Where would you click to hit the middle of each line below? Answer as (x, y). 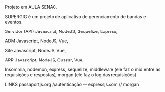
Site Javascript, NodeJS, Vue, (36, 50)
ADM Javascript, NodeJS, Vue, (37, 41)
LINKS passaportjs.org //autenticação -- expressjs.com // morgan (72, 84)
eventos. (14, 22)
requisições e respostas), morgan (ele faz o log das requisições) (71, 75)
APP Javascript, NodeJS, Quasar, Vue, (45, 60)
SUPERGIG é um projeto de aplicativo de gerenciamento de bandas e (76, 16)
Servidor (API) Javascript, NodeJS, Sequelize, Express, (61, 31)
